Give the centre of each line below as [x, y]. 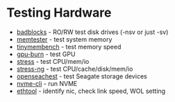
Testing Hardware [59, 13]
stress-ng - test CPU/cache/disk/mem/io [75, 69]
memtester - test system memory [64, 39]
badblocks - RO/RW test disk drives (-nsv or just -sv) [92, 32]
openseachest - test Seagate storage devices [82, 76]
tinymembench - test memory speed [69, 46]
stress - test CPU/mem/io [53, 61]
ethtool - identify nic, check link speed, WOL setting [91, 91]
